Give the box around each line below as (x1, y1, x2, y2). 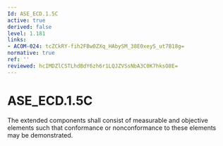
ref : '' (7, 56, 30, 63)
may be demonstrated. (7, 131, 73, 139)
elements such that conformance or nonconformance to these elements (7, 124, 217, 132)
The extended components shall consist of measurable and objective (7, 116, 208, 124)
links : (7, 36, 27, 44)
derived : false (7, 23, 52, 30)
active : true (7, 17, 46, 24)
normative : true (7, 50, 55, 57)
